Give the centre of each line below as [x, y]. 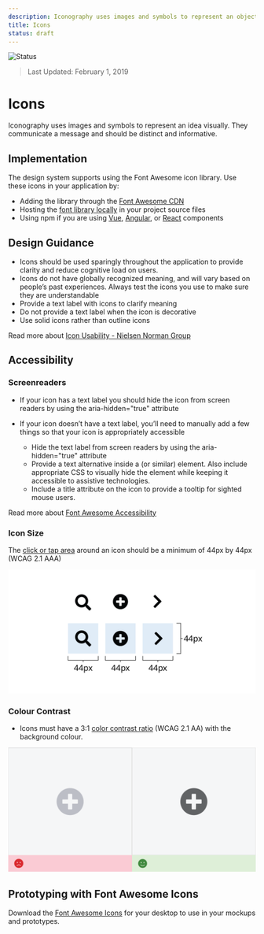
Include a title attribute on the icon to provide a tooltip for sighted [136, 489]
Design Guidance [51, 243]
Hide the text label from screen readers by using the [115, 447]
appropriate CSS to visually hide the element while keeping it [130, 472]
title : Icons [29, 25]
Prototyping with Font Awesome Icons [103, 894]
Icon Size [26, 533]
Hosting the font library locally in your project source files [112, 209]
